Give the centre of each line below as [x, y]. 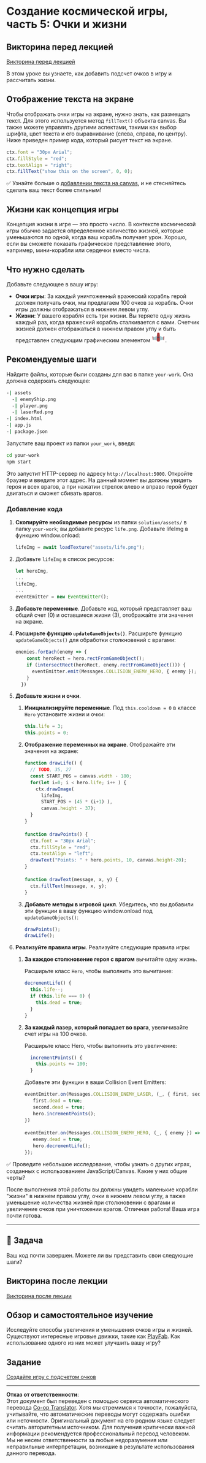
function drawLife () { [53, 763]
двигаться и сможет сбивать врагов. [55, 493]
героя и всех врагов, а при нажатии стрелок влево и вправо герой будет [102, 486]
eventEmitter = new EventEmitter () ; [62, 597]
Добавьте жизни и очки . [48, 696]
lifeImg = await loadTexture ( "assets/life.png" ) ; [80, 547]
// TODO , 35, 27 [51, 770]
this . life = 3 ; [44, 727]
